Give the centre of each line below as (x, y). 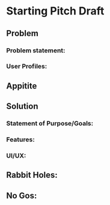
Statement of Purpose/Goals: (50, 123)
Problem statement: (36, 50)
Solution (22, 106)
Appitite (22, 86)
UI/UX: (16, 156)
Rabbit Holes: (32, 175)
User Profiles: (27, 66)
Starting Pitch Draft (55, 11)
